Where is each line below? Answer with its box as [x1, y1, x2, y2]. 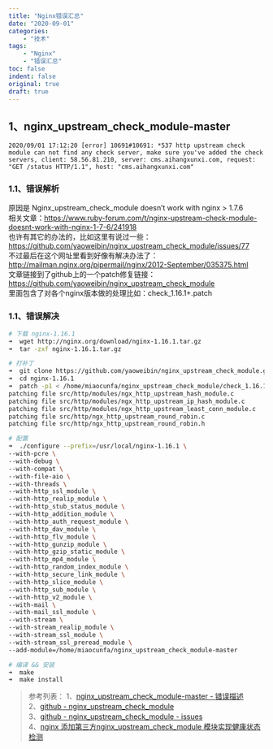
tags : [8, 42, 27, 50]
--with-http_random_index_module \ [8, 563, 129, 571]
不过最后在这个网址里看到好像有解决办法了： [8, 251, 158, 261]
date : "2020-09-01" [8, 19, 75, 28]
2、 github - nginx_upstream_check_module [28, 702, 175, 712]
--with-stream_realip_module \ [8, 623, 115, 632]
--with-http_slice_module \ [8, 578, 104, 586]
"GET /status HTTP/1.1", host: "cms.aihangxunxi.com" [8, 163, 195, 171]
